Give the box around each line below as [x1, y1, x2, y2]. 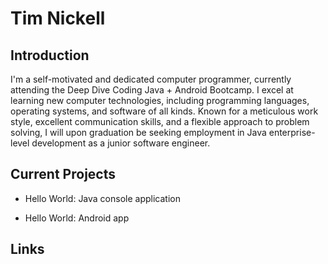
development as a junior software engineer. [31, 137, 211, 149]
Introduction [10, 47, 90, 64]
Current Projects [10, 166, 116, 183]
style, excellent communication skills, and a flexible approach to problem [10, 116, 310, 127]
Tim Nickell [10, 7, 106, 30]
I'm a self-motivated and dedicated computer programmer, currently [10, 73, 292, 85]
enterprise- [268, 127, 316, 138]
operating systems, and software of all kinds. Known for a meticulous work [10, 105, 319, 117]
